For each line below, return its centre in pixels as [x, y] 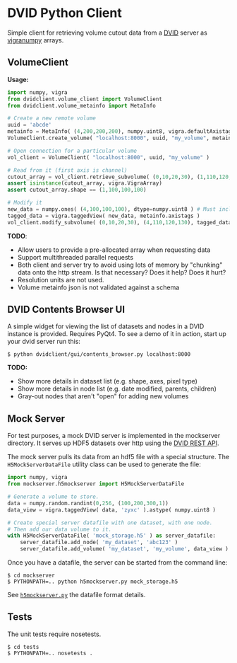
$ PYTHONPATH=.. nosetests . [50, 653]
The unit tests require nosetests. [54, 634]
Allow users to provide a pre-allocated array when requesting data [114, 250]
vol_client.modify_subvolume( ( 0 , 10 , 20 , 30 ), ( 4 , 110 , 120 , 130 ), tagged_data [120, 222]
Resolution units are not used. [61, 279]
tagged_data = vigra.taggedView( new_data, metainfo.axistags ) [104, 216]
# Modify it [25, 203]
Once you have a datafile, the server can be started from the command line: [117, 563]
